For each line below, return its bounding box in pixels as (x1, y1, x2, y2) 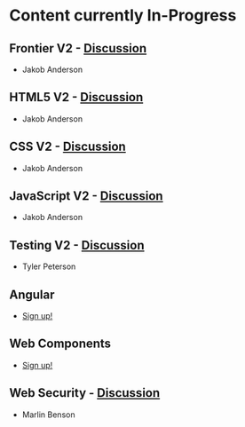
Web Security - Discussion (9, 385, 161, 400)
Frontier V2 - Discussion (9, 41, 147, 56)
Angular (9, 287, 55, 302)
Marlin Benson (21, 409, 75, 420)
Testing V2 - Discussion (9, 237, 145, 253)
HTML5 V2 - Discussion (9, 90, 144, 105)
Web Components (9, 336, 112, 352)
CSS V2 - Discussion (9, 139, 126, 154)
